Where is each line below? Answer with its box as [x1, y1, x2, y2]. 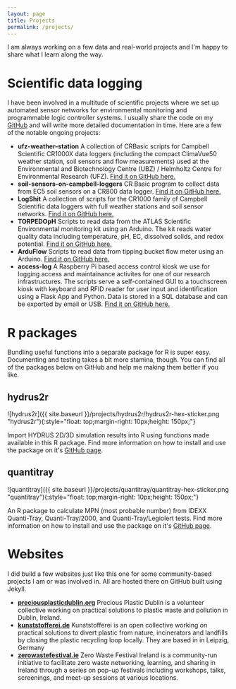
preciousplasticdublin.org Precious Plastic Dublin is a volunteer [17, 598, 204, 606]
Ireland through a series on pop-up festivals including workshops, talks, [17, 666, 226, 674]
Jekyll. [7, 584, 27, 593]
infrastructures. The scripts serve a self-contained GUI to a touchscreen [17, 277, 228, 286]
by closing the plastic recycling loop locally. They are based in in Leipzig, [17, 635, 230, 644]
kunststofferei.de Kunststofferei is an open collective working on [17, 620, 208, 629]
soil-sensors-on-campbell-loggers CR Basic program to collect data [17, 179, 220, 188]
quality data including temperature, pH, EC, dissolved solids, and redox [17, 232, 224, 241]
